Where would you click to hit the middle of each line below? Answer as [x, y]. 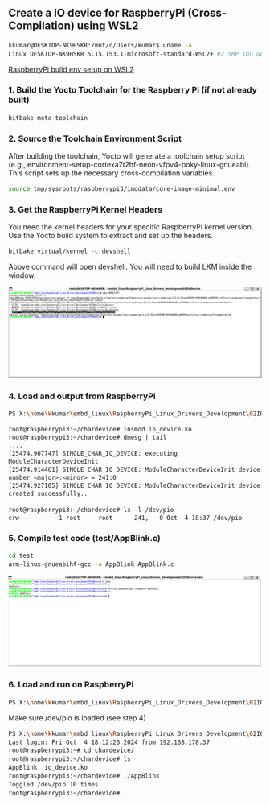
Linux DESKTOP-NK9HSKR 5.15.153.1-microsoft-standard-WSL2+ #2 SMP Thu [131, 54]
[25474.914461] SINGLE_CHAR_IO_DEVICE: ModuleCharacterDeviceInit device [135, 469]
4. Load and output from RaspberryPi [82, 396]
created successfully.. [48, 493]
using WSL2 [108, 26]
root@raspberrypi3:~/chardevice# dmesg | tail [88, 437]
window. [22, 275]
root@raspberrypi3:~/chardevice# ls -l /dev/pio [91, 510]
